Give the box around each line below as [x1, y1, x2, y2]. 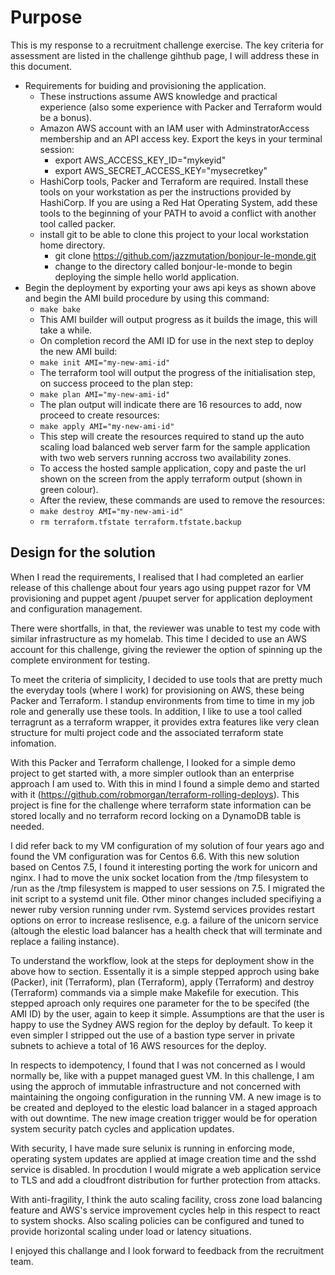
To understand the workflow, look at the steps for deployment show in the [10, 954, 315, 966]
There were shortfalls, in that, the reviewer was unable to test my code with [10, 622, 321, 634]
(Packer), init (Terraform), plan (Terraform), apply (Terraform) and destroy [10, 976, 315, 988]
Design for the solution [10, 544, 156, 561]
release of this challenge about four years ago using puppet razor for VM [10, 581, 312, 593]
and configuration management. [10, 602, 143, 615]
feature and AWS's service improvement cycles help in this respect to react [10, 1204, 321, 1216]
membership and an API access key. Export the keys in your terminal [39, 132, 323, 145]
